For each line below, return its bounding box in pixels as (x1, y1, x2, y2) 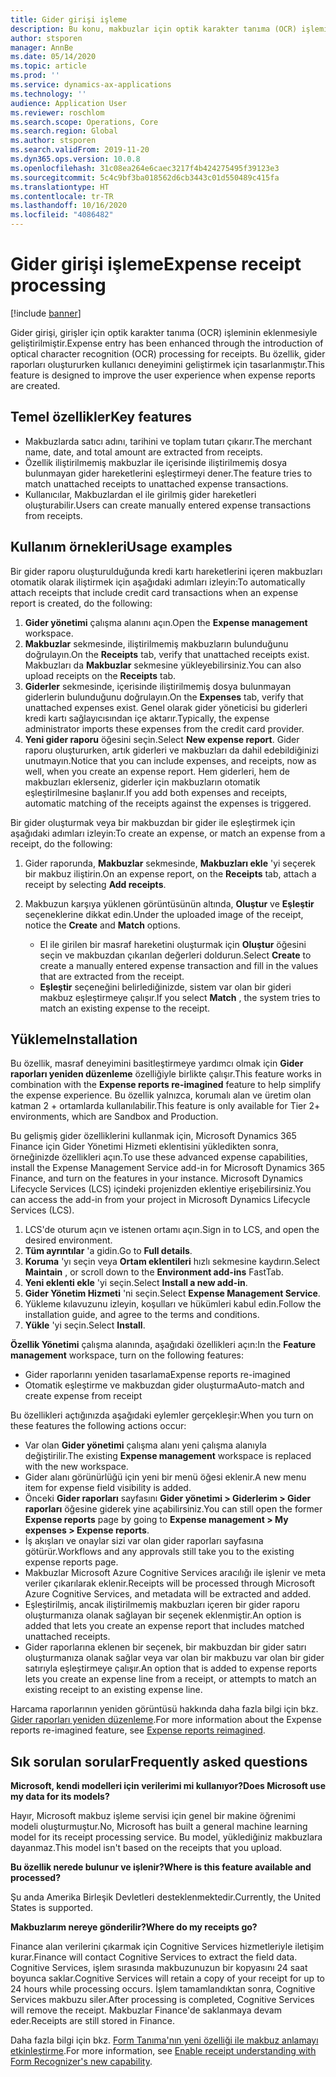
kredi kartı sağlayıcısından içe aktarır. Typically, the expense (24, 712, 270, 724)
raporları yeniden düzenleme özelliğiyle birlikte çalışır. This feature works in (10, 1068, 322, 1080)
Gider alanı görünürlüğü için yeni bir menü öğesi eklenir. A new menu (24, 1471, 307, 1483)
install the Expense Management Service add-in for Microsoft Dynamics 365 (10, 1162, 325, 1174)
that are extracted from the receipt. (39, 970, 185, 982)
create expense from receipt (24, 1390, 143, 1402)
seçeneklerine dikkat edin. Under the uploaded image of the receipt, (24, 908, 304, 920)
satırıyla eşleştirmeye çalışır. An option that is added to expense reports (24, 1662, 318, 1675)
